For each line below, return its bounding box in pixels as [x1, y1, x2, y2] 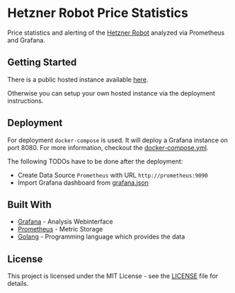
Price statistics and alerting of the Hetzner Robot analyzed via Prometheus [7, 28, 225, 37]
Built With [7, 198, 52, 210]
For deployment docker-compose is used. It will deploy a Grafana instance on [7, 136, 229, 144]
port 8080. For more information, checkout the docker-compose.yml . [7, 143, 209, 151]
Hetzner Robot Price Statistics [7, 5, 189, 21]
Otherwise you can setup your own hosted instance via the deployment [7, 88, 216, 97]
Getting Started [7, 57, 77, 69]
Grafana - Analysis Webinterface [17, 217, 113, 226]
